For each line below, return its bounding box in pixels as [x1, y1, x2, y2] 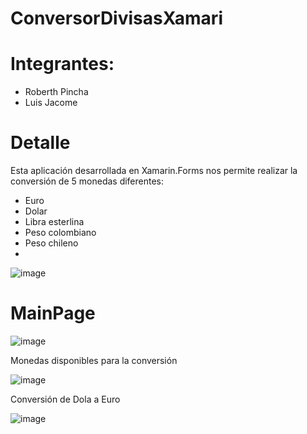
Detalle [10, 132, 71, 154]
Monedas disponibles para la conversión [10, 355, 178, 366]
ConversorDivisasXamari [10, 7, 223, 30]
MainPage [10, 302, 96, 325]
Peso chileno [24, 237, 79, 249]
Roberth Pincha [24, 86, 89, 98]
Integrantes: [10, 53, 115, 76]
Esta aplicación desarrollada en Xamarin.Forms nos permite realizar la [10, 165, 298, 177]
